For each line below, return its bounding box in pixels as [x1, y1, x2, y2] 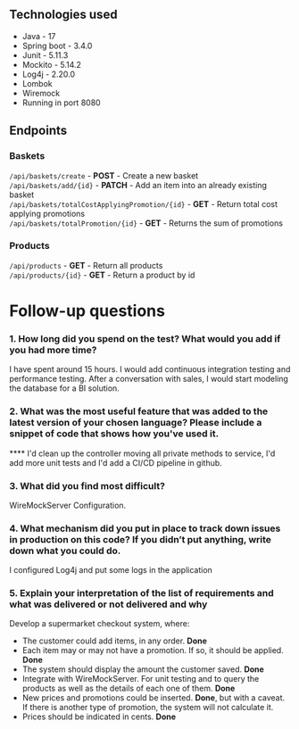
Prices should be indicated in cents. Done [21, 711, 177, 722]
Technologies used [9, 7, 118, 22]
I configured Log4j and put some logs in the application [9, 565, 212, 576]
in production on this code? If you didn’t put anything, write [9, 533, 272, 545]
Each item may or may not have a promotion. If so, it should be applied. [21, 645, 284, 656]
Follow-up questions [9, 301, 165, 320]
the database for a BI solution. [9, 383, 120, 393]
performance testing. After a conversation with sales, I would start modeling [9, 374, 288, 385]
